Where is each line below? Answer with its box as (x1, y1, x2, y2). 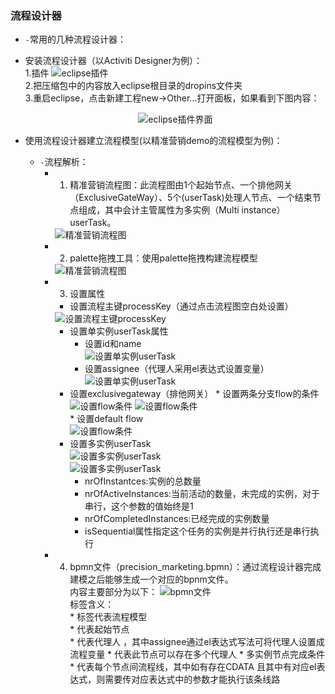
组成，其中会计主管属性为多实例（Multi (78, 204, 240, 216)
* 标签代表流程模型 (69, 611, 148, 623)
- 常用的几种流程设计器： (24, 33, 127, 46)
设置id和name (84, 338, 142, 350)
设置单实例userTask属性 (69, 325, 169, 337)
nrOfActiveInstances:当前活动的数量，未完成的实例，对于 (84, 488, 321, 500)
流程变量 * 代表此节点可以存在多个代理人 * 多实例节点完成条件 (69, 648, 325, 661)
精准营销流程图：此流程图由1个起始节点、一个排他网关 (69, 179, 293, 191)
